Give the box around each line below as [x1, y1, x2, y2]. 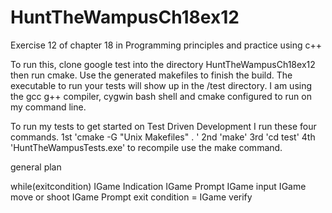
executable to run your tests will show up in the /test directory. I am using [10, 79, 313, 91]
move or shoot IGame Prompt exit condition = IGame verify [10, 191, 253, 203]
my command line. [10, 101, 87, 113]
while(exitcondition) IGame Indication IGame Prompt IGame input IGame [10, 180, 307, 192]
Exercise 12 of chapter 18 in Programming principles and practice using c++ [10, 39, 322, 51]
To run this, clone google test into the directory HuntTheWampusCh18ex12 [10, 58, 316, 70]
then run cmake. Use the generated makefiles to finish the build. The [10, 69, 293, 81]
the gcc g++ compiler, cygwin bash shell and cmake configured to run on [10, 90, 312, 102]
